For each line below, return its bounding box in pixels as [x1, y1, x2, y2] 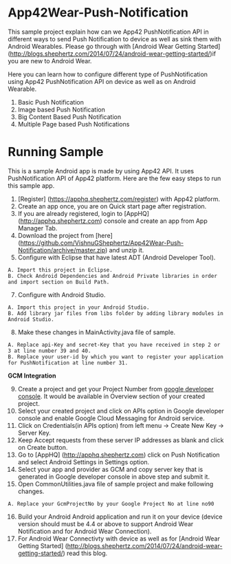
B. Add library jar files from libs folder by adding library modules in [8, 310, 224, 317]
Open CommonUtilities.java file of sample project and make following [17, 479, 214, 488]
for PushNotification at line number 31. [8, 359, 129, 366]
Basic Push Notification [17, 98, 85, 106]
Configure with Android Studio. [17, 290, 106, 299]
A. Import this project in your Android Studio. [8, 304, 150, 311]
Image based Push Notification [17, 105, 105, 113]
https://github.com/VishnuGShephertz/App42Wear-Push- [20, 239, 184, 247]
